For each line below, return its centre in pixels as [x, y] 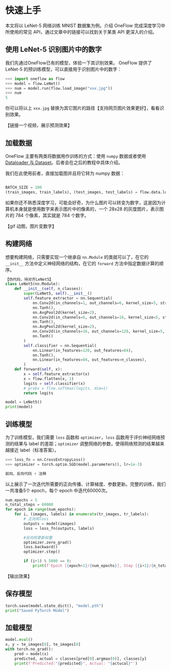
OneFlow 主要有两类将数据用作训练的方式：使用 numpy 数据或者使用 [76, 156]
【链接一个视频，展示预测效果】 [39, 125]
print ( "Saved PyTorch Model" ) [37, 610]
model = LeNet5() [24, 402]
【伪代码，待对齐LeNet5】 [29, 279]
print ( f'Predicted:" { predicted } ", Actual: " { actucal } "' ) [76, 663]
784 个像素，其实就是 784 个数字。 [52, 215]
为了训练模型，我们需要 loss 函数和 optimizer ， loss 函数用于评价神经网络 [83, 437]
